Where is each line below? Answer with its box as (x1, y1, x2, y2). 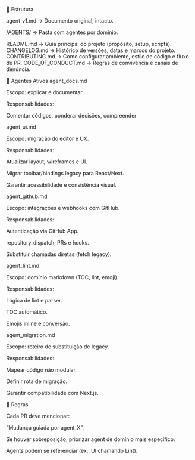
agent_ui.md (6, 124, 37, 131)
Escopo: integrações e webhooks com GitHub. (6, 205, 120, 211)
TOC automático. (6, 308, 48, 316)
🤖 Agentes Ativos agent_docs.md (6, 78, 87, 84)
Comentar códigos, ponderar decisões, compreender (6, 112, 137, 119)
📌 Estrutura (6, 6, 34, 13)
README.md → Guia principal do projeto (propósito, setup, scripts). (6, 41, 172, 47)
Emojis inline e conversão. (6, 320, 70, 327)
